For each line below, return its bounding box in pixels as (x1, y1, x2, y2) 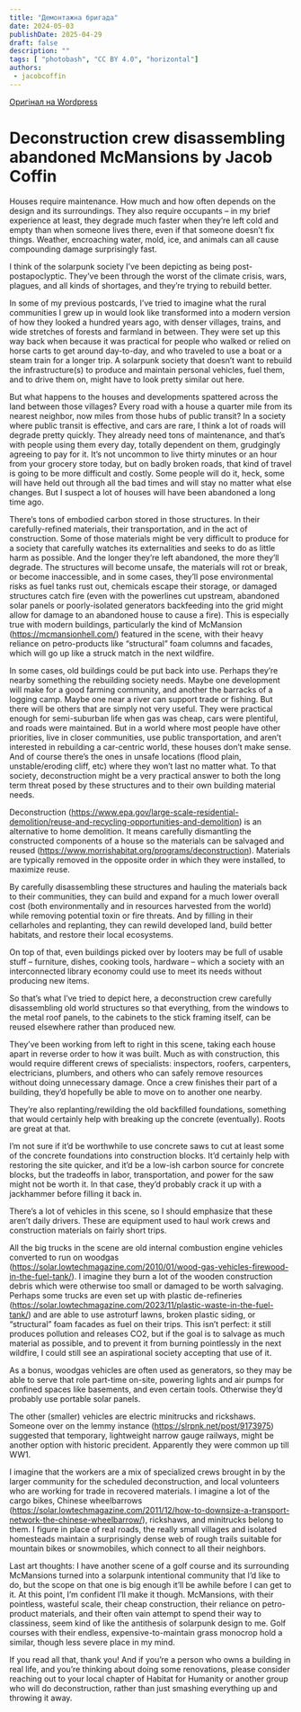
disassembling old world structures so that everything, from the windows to (9, 1002, 289, 1012)
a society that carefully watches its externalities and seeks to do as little (9, 542, 276, 553)
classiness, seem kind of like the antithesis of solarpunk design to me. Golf (9, 1618, 287, 1628)
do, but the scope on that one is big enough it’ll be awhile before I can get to (9, 1579, 292, 1590)
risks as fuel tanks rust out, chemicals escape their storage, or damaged (9, 581, 278, 592)
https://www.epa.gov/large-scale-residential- (71, 807, 240, 817)
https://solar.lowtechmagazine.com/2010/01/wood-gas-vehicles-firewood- (12, 1261, 289, 1272)
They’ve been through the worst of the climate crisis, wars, (68, 271, 288, 281)
